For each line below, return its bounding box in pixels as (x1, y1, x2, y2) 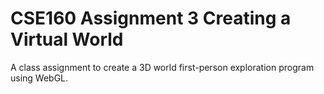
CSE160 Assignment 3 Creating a (10, 7, 292, 30)
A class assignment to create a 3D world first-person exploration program (10, 61, 315, 73)
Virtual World (10, 28, 124, 51)
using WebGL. (10, 72, 69, 84)
